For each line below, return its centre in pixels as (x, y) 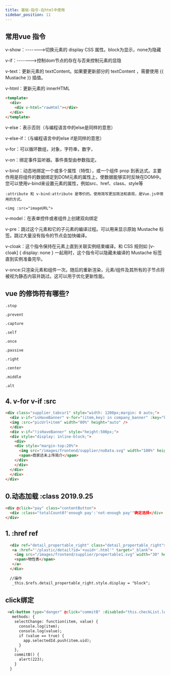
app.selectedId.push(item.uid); (58, 640)
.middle (13, 377)
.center (13, 368)
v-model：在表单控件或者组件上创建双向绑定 (52, 218)
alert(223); (31, 659)
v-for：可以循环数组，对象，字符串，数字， (50, 149)
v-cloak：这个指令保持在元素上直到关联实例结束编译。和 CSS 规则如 (76, 246)
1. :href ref (22, 533)
